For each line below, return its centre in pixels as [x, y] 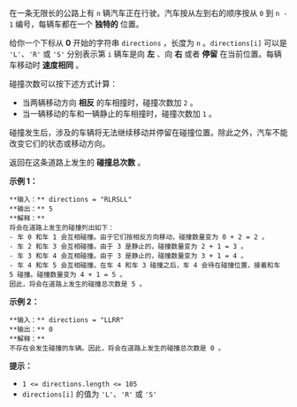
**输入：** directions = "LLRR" [67, 320]
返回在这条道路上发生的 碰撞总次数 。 [77, 162]
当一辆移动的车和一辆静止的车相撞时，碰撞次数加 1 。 [119, 114]
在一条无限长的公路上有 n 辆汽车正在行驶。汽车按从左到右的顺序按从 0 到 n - [148, 13]
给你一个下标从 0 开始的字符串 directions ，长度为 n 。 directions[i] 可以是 [148, 43]
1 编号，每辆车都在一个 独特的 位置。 [76, 24]
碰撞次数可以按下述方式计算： [63, 84]
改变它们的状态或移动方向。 [60, 143]
